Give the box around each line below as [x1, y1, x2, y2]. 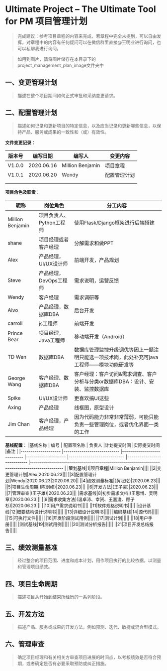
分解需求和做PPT [74, 240, 114, 247]
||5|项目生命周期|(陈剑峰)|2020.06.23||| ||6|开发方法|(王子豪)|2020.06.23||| [5, 484, 159, 490]
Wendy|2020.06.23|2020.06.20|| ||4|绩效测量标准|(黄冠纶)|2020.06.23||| [10, 477, 161, 484]
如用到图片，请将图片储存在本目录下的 [17, 56, 96, 62]
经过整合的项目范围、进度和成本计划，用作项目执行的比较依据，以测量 [17, 557, 162, 563]
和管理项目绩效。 [17, 564, 53, 570]
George [7, 375, 25, 382]
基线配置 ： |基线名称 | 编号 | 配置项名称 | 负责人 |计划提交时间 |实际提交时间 [5, 442, 160, 448]
